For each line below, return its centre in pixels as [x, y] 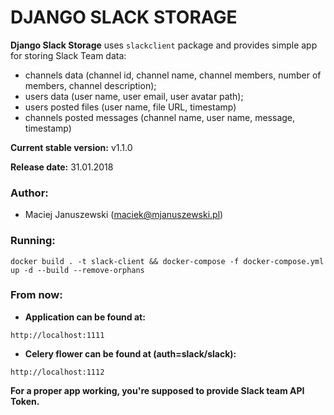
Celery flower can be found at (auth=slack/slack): [130, 353]
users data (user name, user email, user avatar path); [134, 96]
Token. [25, 401]
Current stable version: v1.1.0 [71, 147]
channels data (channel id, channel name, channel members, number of [173, 75]
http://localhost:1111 [57, 335]
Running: [33, 241]
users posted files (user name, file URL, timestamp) [130, 107]
